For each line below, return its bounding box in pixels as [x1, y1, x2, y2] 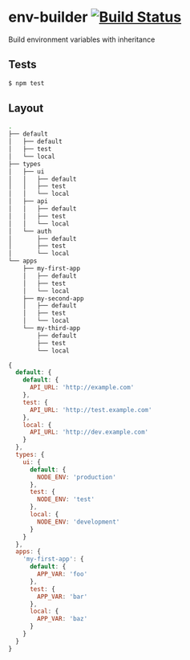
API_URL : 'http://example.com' [29, 384, 135, 392]
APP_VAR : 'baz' [37, 615, 88, 623]
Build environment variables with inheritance [8, 35, 156, 44]
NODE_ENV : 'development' [37, 518, 120, 526]
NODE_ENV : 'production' [37, 473, 116, 481]
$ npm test [8, 79, 45, 88]
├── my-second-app [22, 294, 84, 303]
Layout [8, 101, 44, 116]
